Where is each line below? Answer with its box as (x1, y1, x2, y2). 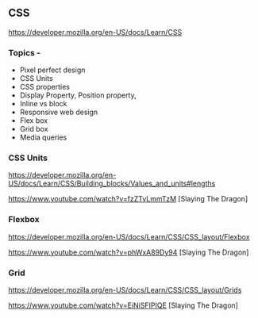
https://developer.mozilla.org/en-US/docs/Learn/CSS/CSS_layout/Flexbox (8, 232, 250, 241)
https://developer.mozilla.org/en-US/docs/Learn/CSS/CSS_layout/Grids (8, 285, 242, 294)
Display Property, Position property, (19, 90, 137, 100)
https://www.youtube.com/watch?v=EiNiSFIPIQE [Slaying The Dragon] (8, 301, 238, 310)
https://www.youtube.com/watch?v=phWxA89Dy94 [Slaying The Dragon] (8, 247, 249, 257)
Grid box (19, 125, 48, 134)
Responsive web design (19, 107, 98, 117)
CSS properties (19, 82, 70, 92)
